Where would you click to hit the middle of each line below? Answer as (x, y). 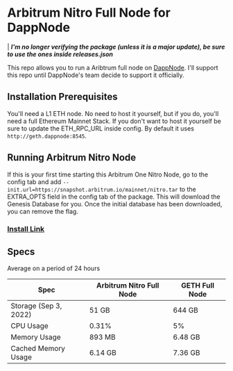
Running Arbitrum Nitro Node (72, 158)
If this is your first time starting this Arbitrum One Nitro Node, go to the (108, 174)
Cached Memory (38, 349)
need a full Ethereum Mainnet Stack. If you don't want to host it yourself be (114, 121)
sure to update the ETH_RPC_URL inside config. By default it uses (101, 128)
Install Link (26, 229)
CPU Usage (29, 326)
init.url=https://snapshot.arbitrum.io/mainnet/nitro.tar (93, 190)
